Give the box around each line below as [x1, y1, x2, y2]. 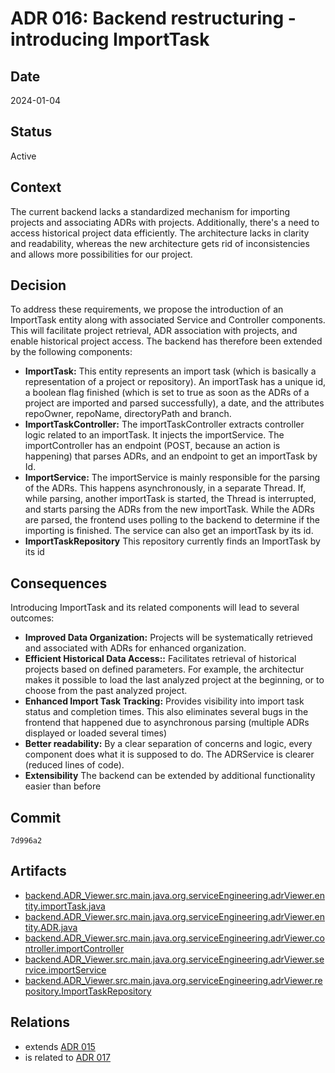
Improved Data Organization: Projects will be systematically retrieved [24, 632, 313, 644]
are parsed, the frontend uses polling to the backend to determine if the [24, 514, 320, 526]
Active [10, 150, 37, 162]
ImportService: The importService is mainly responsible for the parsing [24, 472, 321, 484]
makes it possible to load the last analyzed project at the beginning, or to [24, 674, 325, 686]
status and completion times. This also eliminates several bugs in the [24, 706, 309, 718]
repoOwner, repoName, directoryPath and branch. [24, 408, 232, 420]
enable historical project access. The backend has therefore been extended [10, 335, 323, 347]
